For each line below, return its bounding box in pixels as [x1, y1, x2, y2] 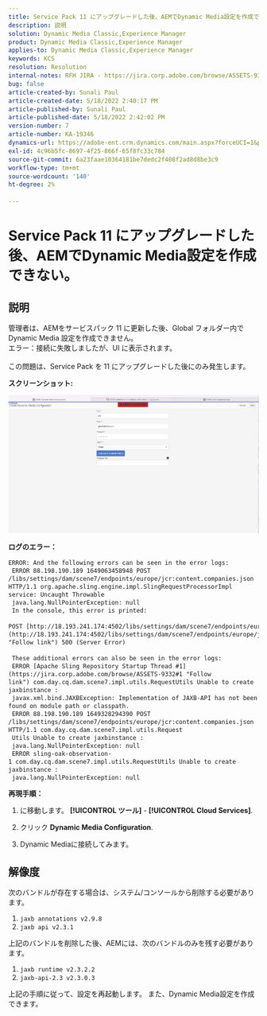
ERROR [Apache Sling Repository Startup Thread [11, 663, 172, 671]
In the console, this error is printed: [11, 607, 148, 615]
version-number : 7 [8, 122, 69, 130]
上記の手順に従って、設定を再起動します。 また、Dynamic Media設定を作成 [8, 989, 255, 998]
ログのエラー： [8, 542, 57, 552]
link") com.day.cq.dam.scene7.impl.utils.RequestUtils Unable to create [8, 679, 254, 687]
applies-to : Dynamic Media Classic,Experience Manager [8, 46, 194, 55]
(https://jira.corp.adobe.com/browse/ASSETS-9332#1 [8, 671, 183, 679]
